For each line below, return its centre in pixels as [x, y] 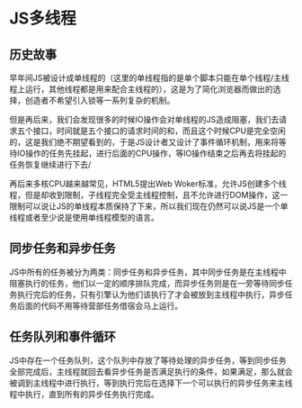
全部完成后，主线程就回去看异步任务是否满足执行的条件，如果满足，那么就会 [151, 371]
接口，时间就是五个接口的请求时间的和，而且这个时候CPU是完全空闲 [159, 131]
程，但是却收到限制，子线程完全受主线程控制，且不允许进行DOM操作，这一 [149, 195]
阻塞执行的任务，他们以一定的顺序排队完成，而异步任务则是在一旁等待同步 [147, 283]
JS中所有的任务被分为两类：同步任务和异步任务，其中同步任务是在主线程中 [148, 272]
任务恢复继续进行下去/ [50, 164]
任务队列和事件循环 [62, 337]
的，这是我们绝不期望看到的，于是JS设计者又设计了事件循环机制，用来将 [144, 142]
